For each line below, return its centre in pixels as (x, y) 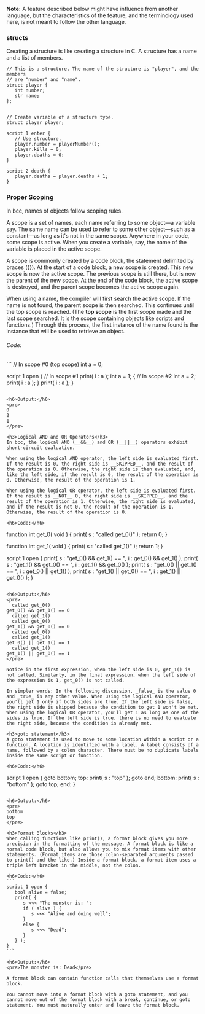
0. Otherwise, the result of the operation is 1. (71, 480)
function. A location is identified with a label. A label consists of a (103, 745)
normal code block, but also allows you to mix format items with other (101, 849)
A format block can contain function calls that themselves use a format (103, 978)
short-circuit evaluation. (41, 448)
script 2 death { (29, 171)
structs (17, 37)
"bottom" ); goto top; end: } (41, 784)
